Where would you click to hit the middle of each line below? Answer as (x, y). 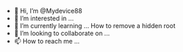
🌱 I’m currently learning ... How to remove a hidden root (95, 26)
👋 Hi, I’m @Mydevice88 (48, 11)
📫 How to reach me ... (47, 41)
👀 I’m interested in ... (44, 18)
